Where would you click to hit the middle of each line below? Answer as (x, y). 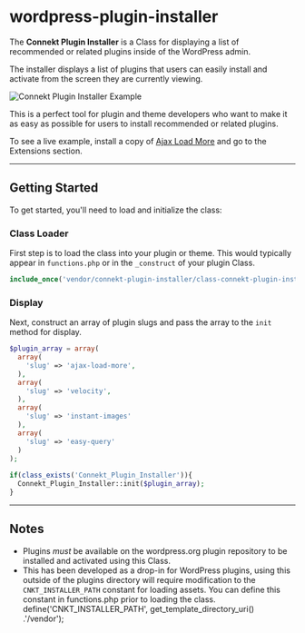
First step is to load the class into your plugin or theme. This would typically (151, 253)
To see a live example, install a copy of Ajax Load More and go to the (138, 141)
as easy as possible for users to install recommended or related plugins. (144, 124)
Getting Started (54, 188)
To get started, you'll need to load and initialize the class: (116, 210)
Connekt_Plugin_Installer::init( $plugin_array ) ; (111, 484)
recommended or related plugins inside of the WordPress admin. (130, 51)
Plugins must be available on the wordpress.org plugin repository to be (155, 550)
